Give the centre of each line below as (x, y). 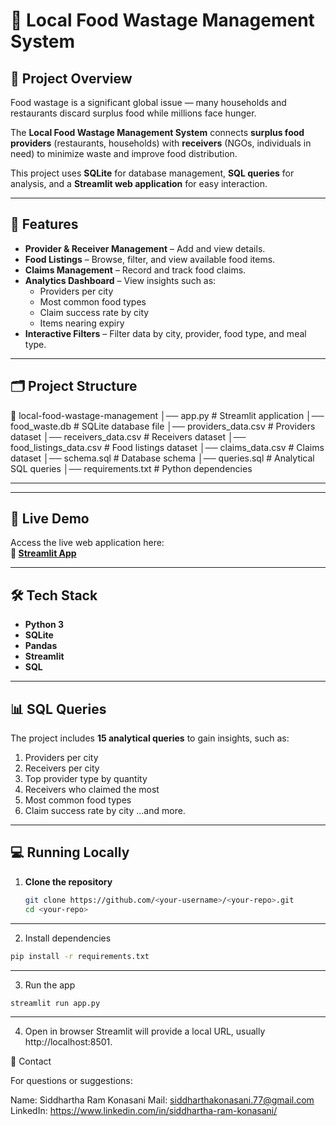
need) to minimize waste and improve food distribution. (124, 153)
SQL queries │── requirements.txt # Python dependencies (131, 468)
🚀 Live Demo (50, 519)
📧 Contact (31, 1061)
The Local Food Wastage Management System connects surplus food (157, 132)
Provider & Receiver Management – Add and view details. (145, 248)
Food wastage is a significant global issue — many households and (148, 102)
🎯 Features (44, 224)
